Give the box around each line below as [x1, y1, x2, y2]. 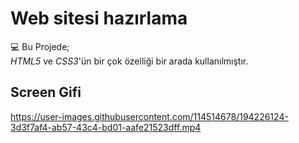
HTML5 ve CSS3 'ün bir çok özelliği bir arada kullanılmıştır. [10, 55, 249, 67]
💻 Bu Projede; [10, 40, 70, 52]
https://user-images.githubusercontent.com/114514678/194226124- [10, 110, 289, 122]
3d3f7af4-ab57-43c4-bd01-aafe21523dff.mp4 [10, 121, 202, 133]
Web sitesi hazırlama [10, 7, 188, 30]
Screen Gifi [10, 84, 82, 101]
